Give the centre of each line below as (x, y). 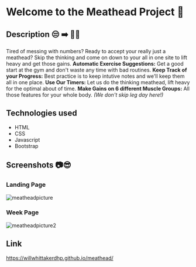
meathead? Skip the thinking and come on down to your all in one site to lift (97, 57)
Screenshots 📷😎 (39, 165)
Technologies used (42, 113)
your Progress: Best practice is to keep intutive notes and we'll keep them (96, 76)
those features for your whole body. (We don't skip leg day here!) (85, 95)
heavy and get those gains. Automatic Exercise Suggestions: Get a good (95, 64)
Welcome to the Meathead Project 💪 (95, 12)
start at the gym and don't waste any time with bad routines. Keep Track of (97, 70)
